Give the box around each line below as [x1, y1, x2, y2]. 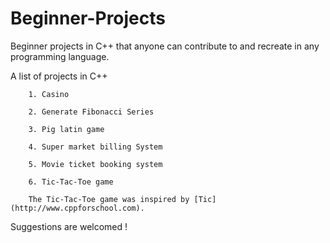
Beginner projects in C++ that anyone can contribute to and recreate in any [10, 40, 320, 52]
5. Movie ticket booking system [28, 159, 163, 169]
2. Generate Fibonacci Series [28, 107, 155, 117]
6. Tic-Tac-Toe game [28, 177, 114, 187]
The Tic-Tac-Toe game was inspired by [28, 194, 190, 204]
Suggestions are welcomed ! [10, 220, 128, 232]
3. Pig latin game [28, 124, 105, 134]
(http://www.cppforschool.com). [10, 203, 145, 213]
